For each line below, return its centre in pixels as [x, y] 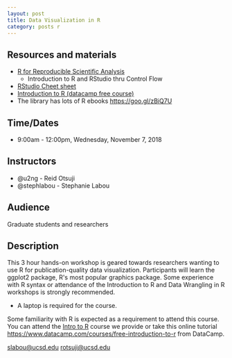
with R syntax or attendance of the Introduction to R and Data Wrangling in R [116, 285]
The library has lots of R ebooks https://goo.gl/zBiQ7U [95, 101]
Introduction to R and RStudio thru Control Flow [95, 79]
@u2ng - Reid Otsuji [46, 178]
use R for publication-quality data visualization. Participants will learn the [111, 270]
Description [33, 246]
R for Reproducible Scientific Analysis [71, 72]
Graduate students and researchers [58, 224]
